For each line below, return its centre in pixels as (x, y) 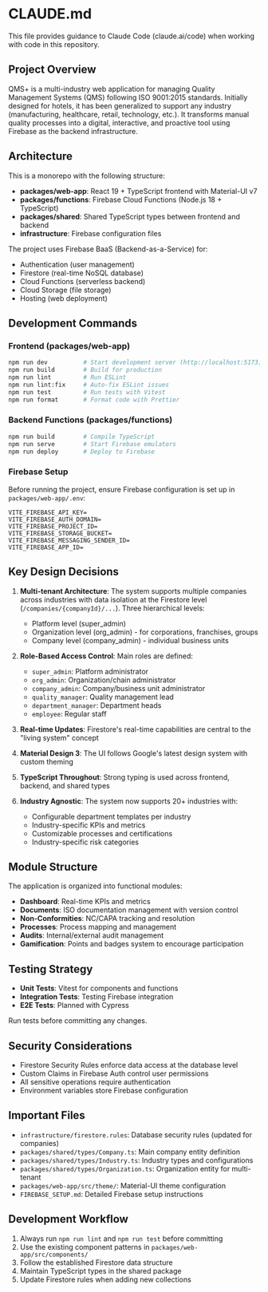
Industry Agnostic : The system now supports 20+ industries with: (129, 801)
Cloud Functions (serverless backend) (83, 281)
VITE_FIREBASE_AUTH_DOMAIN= (55, 520)
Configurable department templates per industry (111, 816)
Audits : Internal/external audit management (92, 935)
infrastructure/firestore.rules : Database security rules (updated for (136, 1135)
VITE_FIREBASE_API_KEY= (48, 512)
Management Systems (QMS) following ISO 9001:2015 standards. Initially (128, 97)
